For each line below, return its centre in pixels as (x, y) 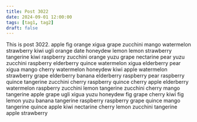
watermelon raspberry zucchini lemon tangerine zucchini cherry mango (93, 88)
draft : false (22, 28)
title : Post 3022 (27, 11)
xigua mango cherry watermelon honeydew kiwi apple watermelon (87, 70)
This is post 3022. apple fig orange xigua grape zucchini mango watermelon (98, 45)
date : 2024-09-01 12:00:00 (39, 17)
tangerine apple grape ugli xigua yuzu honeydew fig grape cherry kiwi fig (95, 94)
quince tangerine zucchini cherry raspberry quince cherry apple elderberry (98, 82)
